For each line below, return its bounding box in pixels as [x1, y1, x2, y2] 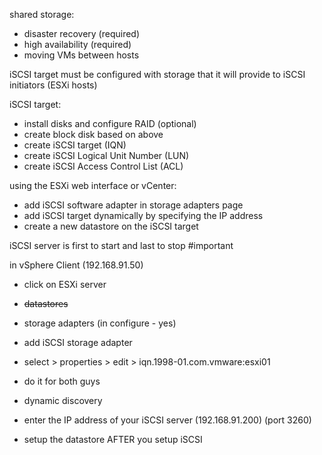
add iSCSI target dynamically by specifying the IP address [23, 210, 264, 221]
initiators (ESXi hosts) [9, 79, 98, 91]
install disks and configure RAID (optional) [23, 118, 197, 129]
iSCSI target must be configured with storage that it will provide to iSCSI [9, 69, 306, 80]
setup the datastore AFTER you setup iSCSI [23, 434, 203, 445]
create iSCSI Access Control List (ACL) [23, 160, 184, 172]
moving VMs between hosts [23, 49, 140, 61]
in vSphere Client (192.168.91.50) [9, 259, 144, 271]
